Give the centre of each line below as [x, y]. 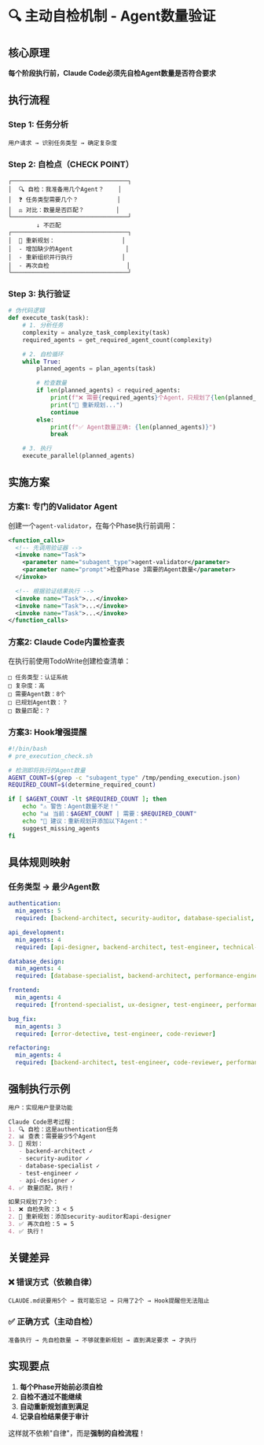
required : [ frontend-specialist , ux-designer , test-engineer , [119, 1005]
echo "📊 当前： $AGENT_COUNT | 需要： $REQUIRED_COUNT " [110, 814]
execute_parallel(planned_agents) [79, 456]
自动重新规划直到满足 [54, 1406]
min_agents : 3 [38, 1026]
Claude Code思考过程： [42, 1122]
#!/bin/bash [27, 749]
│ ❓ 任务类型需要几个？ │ [64, 199]
